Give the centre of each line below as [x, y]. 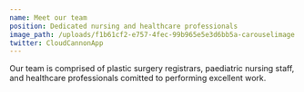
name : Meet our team [49, 18]
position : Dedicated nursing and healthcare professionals [124, 26]
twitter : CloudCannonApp [56, 43]
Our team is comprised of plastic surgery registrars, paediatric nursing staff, [152, 69]
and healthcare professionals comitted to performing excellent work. [138, 78]
